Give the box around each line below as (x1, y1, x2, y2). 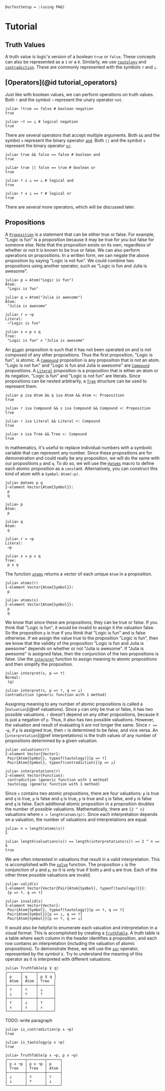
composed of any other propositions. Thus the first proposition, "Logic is (5, 352, 153, 357)
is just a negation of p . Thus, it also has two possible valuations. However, (5, 716, 155, 722)
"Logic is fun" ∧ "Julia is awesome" (7, 338, 85, 343)
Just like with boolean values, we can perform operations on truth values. (5, 91, 154, 97)
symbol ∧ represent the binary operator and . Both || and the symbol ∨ (5, 137, 146, 143)
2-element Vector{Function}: (5, 773, 65, 778)
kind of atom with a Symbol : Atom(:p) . (5, 471, 80, 477)
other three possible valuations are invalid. (5, 872, 91, 878)
